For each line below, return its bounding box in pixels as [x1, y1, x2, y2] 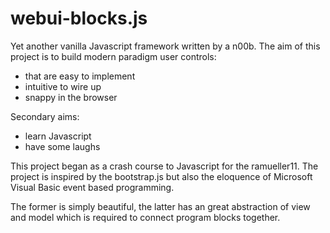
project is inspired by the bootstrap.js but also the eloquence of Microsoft [10, 170, 313, 182]
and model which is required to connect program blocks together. [10, 211, 281, 223]
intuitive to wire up [24, 80, 102, 92]
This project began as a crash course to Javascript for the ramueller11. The [10, 160, 319, 172]
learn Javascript [24, 130, 92, 142]
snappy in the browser [24, 91, 118, 103]
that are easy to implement [24, 70, 136, 82]
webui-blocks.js [10, 7, 148, 30]
